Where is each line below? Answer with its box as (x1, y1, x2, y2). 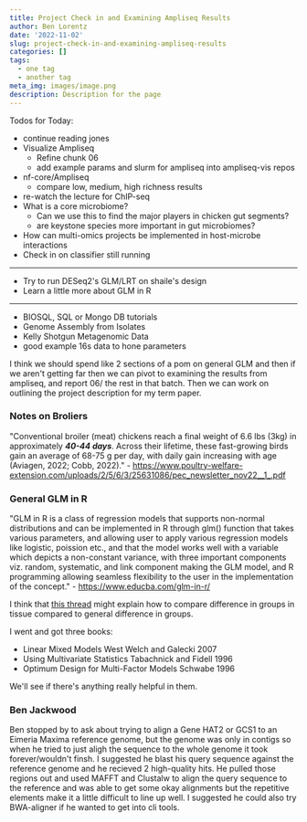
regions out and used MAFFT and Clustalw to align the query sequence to (9, 773, 288, 784)
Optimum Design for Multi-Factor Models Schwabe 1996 (22, 663, 236, 674)
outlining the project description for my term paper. (9, 387, 202, 398)
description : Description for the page (9, 90, 162, 99)
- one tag (17, 65, 55, 74)
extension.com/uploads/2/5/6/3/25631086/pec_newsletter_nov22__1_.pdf (9, 469, 286, 480)
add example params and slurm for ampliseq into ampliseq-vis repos (36, 162, 295, 173)
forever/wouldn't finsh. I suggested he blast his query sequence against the (9, 753, 294, 764)
